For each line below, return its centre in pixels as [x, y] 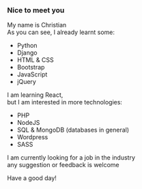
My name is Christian [37, 25]
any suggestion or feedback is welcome [63, 165]
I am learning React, [35, 95]
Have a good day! [32, 178]
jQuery [26, 82]
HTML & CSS [35, 60]
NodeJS [28, 123]
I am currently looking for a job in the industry [71, 158]
